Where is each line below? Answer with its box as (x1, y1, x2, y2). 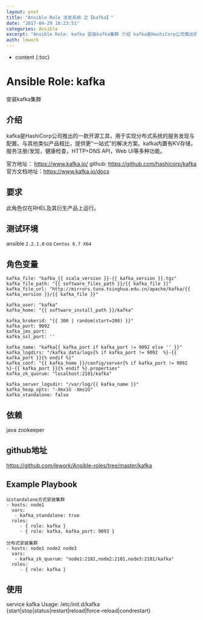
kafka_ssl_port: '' (6, 334, 56, 340)
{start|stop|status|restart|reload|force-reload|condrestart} (6, 607, 151, 615)
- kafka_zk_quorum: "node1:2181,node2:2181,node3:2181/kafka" (14, 556, 174, 562)
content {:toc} (14, 54, 50, 60)
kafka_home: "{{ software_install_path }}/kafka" (6, 307, 134, 313)
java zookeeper (6, 426, 45, 433)
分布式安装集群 (6, 540, 38, 546)
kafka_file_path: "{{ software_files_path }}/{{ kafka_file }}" (6, 281, 172, 287)
